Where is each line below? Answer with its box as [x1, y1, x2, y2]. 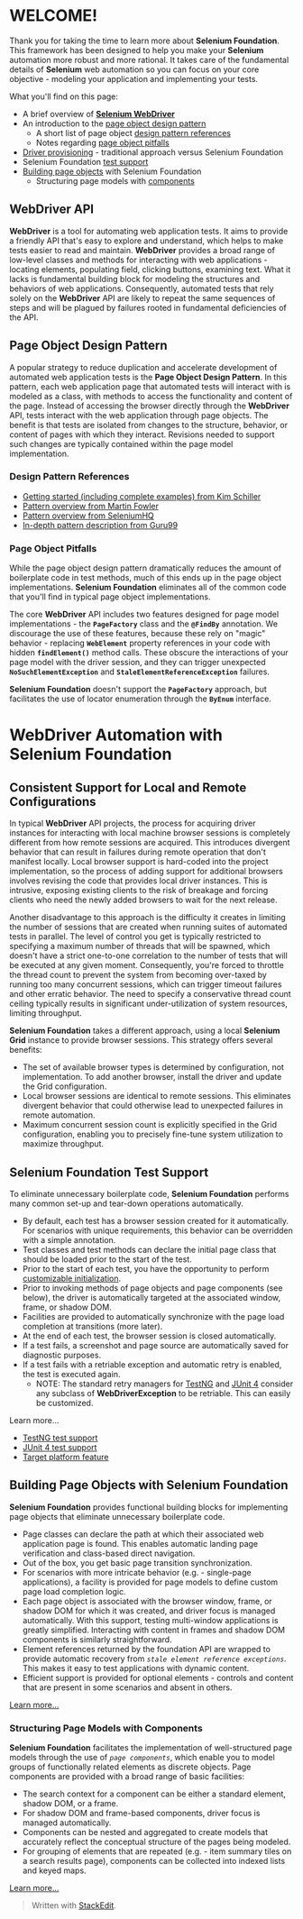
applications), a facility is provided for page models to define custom [22, 1576, 279, 1587]
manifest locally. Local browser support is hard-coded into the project [9, 856, 269, 867]
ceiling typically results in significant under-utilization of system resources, [9, 998, 289, 1010]
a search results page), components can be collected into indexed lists [22, 1856, 286, 1867]
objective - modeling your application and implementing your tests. [9, 73, 259, 84]
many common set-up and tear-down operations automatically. [9, 1198, 243, 1209]
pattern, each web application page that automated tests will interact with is [9, 380, 291, 392]
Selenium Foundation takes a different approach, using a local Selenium [9, 1025, 280, 1037]
